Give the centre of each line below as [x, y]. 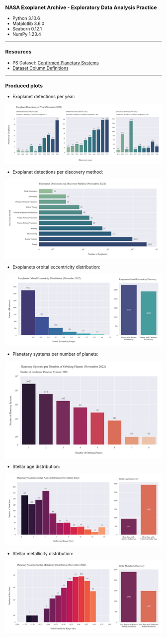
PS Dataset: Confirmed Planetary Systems [56, 63]
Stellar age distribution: [36, 466]
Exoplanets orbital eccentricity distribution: [56, 267]
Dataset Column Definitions [40, 68]
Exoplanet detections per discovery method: [58, 172]
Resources [18, 52]
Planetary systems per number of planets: [55, 354]
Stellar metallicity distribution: [43, 554]
